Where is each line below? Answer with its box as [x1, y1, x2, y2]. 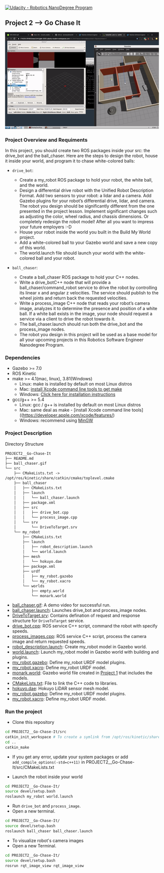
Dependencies [5, 354, 41, 361]
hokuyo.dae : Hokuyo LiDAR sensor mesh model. [12, 685, 109, 691]
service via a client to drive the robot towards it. [19, 316, 116, 322]
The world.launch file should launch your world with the [19, 250, 132, 256]
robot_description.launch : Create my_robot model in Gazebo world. [12, 643, 147, 650]
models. [12, 675, 29, 681]
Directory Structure [5, 441, 44, 447]
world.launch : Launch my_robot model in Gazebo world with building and [12, 649, 159, 655]
